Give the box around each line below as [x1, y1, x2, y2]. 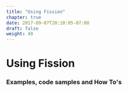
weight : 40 [6, 31, 33, 37]
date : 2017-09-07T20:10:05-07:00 [6, 20, 90, 26]
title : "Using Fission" [6, 8, 66, 15]
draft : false [6, 25, 39, 32]
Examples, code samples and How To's [6, 78, 122, 87]
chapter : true [6, 14, 42, 20]
